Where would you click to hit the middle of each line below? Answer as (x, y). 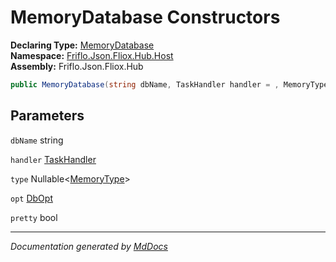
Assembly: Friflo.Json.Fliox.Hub (77, 66)
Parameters (47, 116)
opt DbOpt (31, 198)
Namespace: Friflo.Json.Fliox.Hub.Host (92, 55)
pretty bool (34, 217)
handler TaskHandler (53, 159)
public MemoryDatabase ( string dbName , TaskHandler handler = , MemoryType (169, 84)
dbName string (37, 140)
